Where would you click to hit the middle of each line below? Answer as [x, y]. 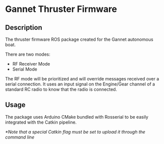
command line [20, 137]
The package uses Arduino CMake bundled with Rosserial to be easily [77, 117]
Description [24, 28]
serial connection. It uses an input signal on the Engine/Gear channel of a [80, 84]
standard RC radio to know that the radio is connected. [61, 89]
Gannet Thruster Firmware [61, 9]
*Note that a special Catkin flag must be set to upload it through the [75, 132]
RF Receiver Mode [31, 64]
